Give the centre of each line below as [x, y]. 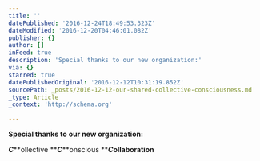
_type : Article [34, 97]
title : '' [25, 16]
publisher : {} [32, 38]
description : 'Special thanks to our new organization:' [105, 61]
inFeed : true [30, 53]
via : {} [21, 68]
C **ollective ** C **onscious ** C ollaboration [81, 150]
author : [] [26, 45]
